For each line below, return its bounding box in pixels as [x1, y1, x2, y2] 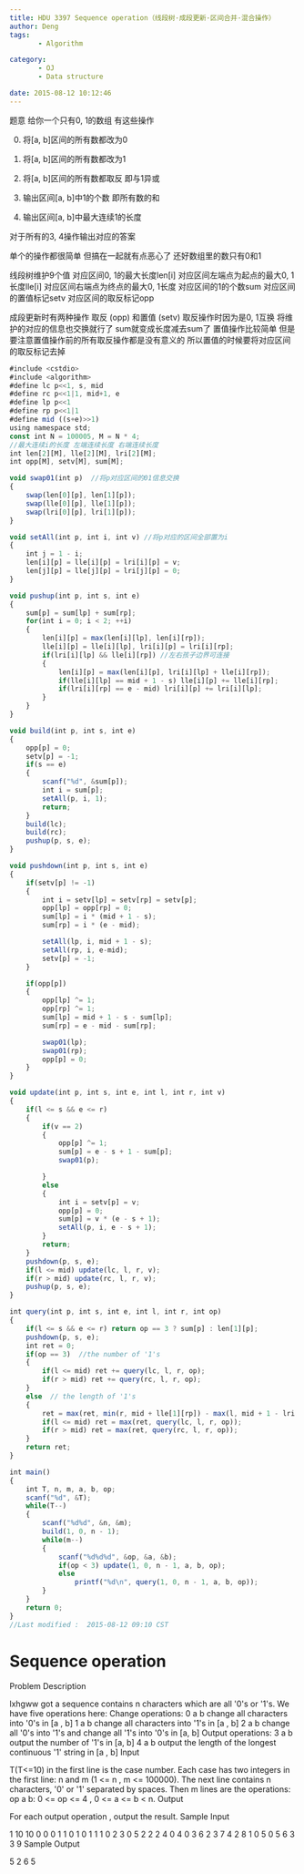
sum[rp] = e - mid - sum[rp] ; [42, 1021, 157, 1030]
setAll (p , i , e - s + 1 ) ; [57, 1223, 157, 1233]
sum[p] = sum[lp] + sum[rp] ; [25, 608, 137, 618]
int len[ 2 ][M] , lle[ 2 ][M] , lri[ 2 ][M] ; [9, 448, 157, 458]
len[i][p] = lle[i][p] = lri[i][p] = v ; [25, 558, 181, 568]
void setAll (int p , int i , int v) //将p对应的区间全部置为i [9, 532, 228, 542]
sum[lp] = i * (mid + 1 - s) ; [42, 912, 157, 921]
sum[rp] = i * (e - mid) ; [42, 921, 141, 930]
